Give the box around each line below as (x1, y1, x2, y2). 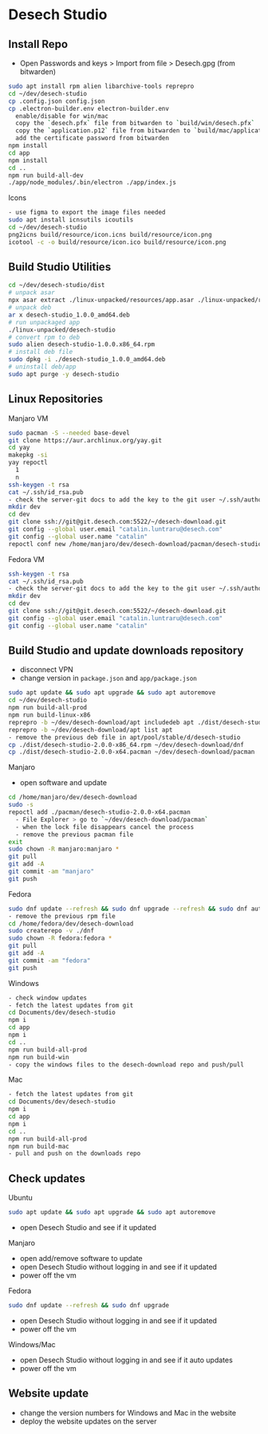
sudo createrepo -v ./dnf (8, 927, 94, 935)
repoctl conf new (8, 540, 66, 548)
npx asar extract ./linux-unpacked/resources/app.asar (8, 297, 195, 304)
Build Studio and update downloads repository (8, 644, 244, 658)
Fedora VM (8, 554, 45, 564)
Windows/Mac (8, 1339, 56, 1349)
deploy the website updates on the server (19, 1416, 157, 1426)
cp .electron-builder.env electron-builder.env (8, 104, 170, 112)
